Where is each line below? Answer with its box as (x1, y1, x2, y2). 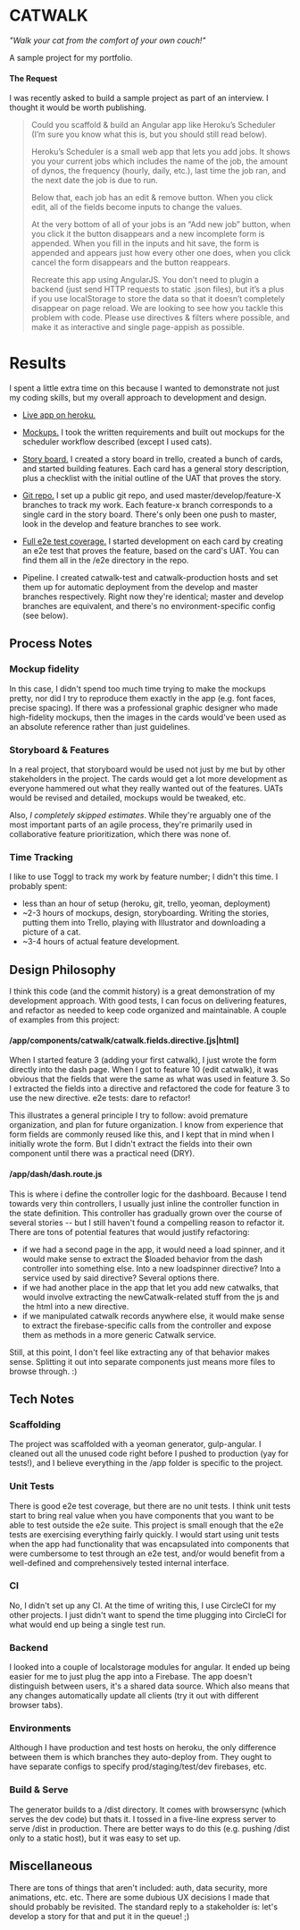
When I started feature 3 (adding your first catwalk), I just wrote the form (9, 1054, 277, 1065)
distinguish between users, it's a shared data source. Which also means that (9, 1680, 290, 1691)
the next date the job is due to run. (30, 175, 158, 186)
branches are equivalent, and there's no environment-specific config (21, 601, 276, 612)
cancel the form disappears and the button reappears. (30, 257, 230, 268)
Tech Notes (9, 1392, 74, 1407)
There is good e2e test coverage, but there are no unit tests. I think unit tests (9, 1500, 291, 1511)
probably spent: (9, 881, 68, 892)
